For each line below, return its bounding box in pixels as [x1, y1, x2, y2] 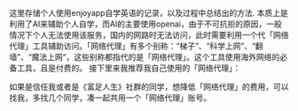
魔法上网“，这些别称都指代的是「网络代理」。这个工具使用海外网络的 [31, 52, 280, 62]
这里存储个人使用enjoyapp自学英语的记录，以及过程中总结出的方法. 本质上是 [9, 8, 288, 18]
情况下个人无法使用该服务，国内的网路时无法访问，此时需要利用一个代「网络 [9, 30, 289, 40]
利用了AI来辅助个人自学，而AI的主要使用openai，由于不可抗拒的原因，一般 [9, 18, 282, 29]
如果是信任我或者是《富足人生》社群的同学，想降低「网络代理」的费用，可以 [9, 82, 289, 92]
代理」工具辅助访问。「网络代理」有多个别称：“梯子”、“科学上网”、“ [9, 41, 255, 51]
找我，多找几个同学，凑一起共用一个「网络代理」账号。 [9, 92, 211, 103]
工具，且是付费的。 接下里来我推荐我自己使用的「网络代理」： [16, 63, 241, 73]
